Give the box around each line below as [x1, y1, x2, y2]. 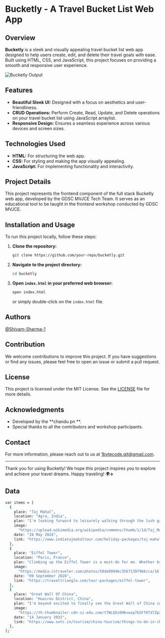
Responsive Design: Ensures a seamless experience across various [12, 120, 150, 126]
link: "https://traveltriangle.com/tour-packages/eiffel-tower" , [14, 578, 151, 583]
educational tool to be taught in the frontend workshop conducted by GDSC [5, 201, 158, 207]
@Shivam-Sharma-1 [5, 326, 46, 332]
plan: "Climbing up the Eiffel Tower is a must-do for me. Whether [14, 560, 155, 565]
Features [5, 86, 33, 95]
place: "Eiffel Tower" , [14, 551, 63, 556]
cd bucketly [12, 271, 37, 277]
